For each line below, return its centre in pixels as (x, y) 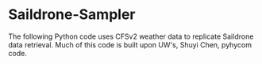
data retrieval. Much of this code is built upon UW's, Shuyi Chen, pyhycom (130, 44)
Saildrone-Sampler (72, 15)
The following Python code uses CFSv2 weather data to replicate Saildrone (131, 36)
